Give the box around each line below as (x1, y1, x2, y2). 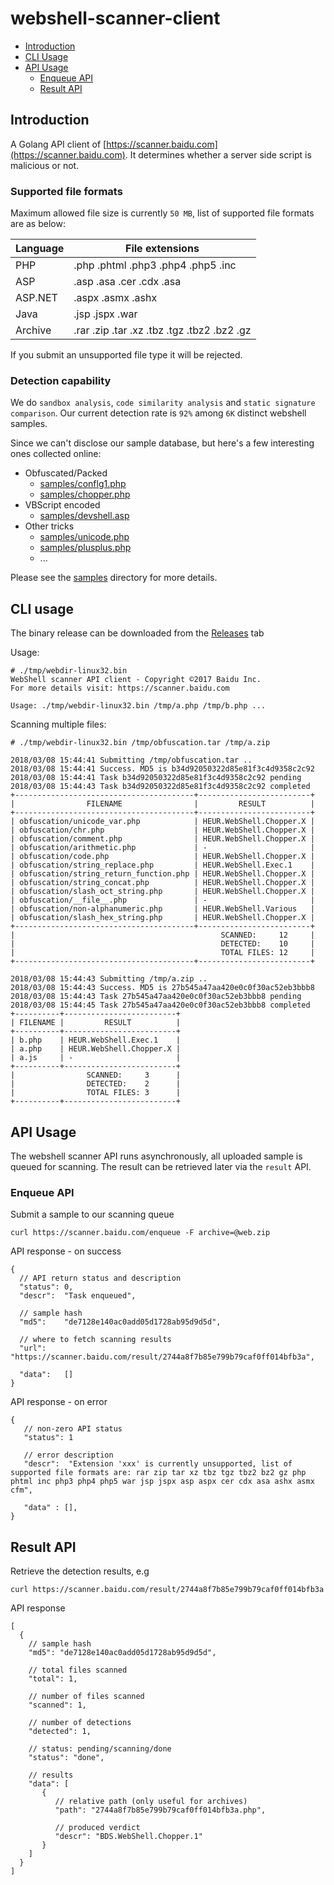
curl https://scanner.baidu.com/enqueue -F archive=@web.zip (10, 1228, 271, 1238)
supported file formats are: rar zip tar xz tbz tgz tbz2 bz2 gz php (10, 1468, 307, 1478)
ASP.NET (15, 291, 58, 305)
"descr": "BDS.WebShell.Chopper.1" (54, 1832, 203, 1842)
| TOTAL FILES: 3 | (10, 1088, 182, 1098)
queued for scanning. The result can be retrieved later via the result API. (10, 1160, 312, 1172)
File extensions (125, 242, 200, 256)
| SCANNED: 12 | (10, 930, 315, 941)
